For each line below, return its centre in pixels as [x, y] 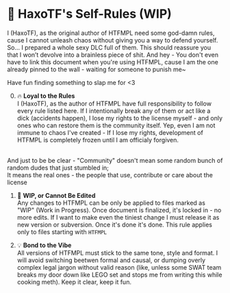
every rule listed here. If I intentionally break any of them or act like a [114, 111]
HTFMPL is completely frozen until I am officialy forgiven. [98, 140]
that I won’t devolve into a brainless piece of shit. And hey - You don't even [113, 55]
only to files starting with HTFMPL [62, 231]
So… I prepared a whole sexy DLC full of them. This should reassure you [109, 47]
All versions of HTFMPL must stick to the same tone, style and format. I [117, 253]
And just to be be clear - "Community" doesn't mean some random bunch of [115, 160]
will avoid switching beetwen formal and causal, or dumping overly [111, 260]
